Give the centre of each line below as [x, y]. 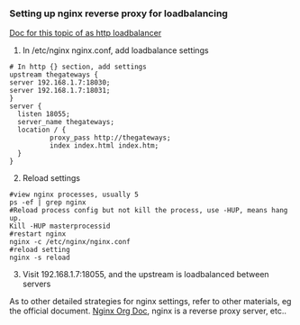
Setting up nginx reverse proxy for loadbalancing [118, 14]
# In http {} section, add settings [78, 67]
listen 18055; [44, 114]
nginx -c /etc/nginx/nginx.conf [70, 242]
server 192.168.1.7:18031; [60, 91]
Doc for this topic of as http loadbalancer [86, 33]
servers [36, 284]
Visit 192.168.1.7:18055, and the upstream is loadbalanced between [145, 275]
